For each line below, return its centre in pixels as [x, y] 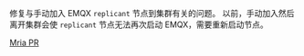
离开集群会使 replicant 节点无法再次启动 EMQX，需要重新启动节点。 [139, 24]
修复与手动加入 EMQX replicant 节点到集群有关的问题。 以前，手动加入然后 [152, 13]
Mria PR [24, 42]
